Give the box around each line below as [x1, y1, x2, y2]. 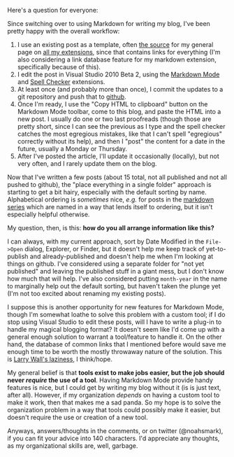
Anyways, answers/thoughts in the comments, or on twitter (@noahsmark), [7, 427, 224, 435]
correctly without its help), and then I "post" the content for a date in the [17, 137, 226, 146]
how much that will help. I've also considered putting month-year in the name [7, 274, 228, 283]
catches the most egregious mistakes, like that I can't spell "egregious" [17, 129, 222, 138]
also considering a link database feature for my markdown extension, [17, 55, 217, 64]
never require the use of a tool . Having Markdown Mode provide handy [7, 376, 213, 384]
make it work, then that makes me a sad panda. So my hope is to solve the [7, 398, 221, 407]
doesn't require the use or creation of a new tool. [7, 413, 148, 421]
